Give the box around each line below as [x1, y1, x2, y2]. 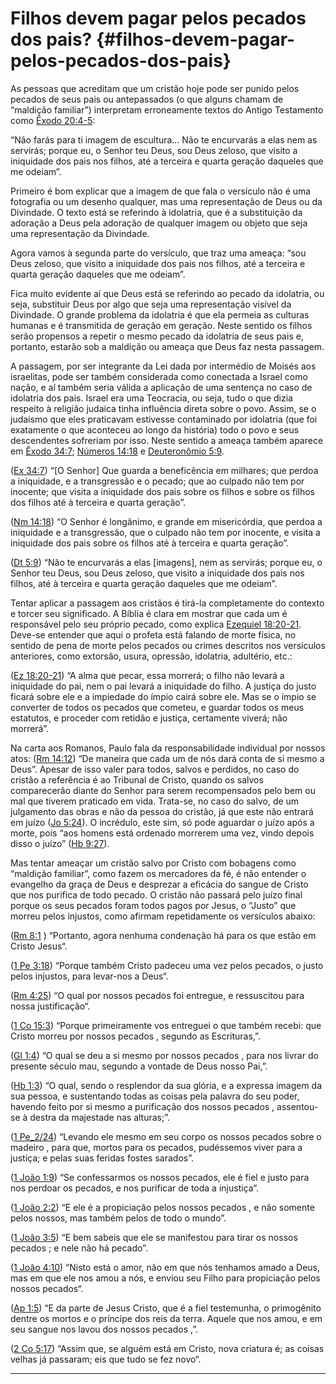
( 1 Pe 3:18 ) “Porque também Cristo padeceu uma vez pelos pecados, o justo [10, 959, 324, 971]
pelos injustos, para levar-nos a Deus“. [10, 970, 169, 982]
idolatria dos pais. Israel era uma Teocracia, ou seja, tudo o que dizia [10, 392, 293, 404]
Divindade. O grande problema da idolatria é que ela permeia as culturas [10, 308, 310, 321]
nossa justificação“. [10, 1000, 91, 1012]
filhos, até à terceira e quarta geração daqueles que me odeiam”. [10, 577, 278, 589]
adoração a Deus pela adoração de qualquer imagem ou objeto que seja [10, 217, 308, 229]
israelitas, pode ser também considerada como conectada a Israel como [10, 370, 308, 382]
